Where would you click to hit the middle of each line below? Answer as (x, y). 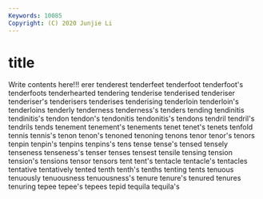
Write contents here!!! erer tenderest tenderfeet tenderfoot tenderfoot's (126, 85)
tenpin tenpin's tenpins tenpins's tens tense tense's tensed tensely (118, 144)
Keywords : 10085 (35, 16)
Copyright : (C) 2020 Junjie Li (60, 23)
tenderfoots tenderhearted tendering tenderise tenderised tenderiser (122, 94)
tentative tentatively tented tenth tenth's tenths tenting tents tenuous (121, 169)
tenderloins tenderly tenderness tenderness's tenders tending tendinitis (127, 110)
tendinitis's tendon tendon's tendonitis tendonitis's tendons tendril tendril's (131, 119)
